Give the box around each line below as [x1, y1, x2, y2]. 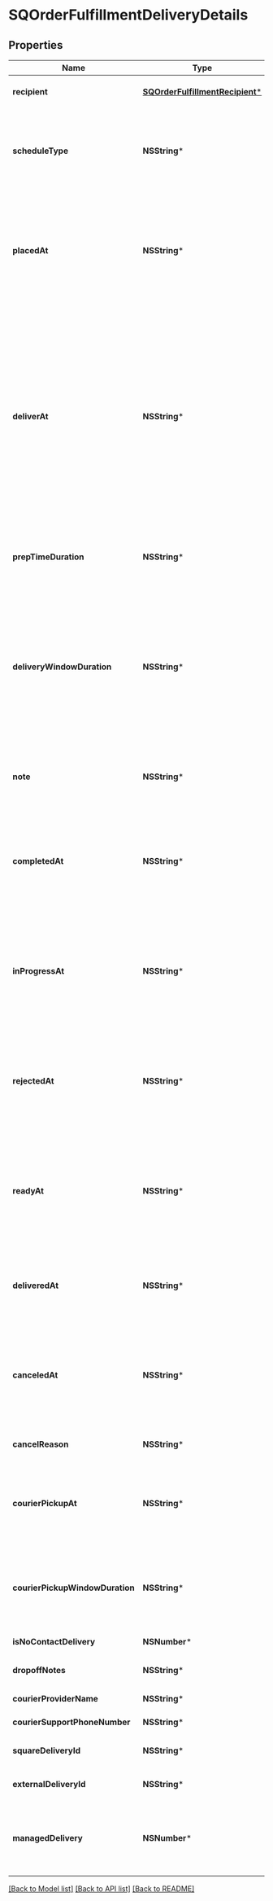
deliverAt [12, 411, 49, 422]
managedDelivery [12, 1833, 83, 1843]
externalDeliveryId [12, 1779, 86, 1789]
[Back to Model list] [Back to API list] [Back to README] [8, 1884, 195, 1894]
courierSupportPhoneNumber [12, 1716, 131, 1728]
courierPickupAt [12, 1498, 77, 1509]
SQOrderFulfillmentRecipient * [142, 86, 262, 97]
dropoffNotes [12, 1665, 67, 1675]
